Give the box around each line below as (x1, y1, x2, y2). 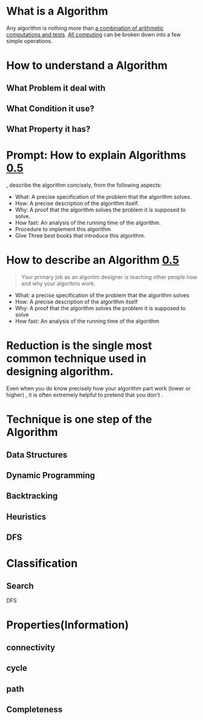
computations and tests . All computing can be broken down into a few (6, 30, 181, 38)
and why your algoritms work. (21, 280, 96, 287)
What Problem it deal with (6, 83, 106, 93)
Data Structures (6, 449, 68, 460)
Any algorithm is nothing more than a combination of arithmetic (6, 24, 164, 32)
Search (6, 581, 35, 591)
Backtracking (6, 491, 58, 501)
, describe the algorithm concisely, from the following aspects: (6, 181, 162, 189)
